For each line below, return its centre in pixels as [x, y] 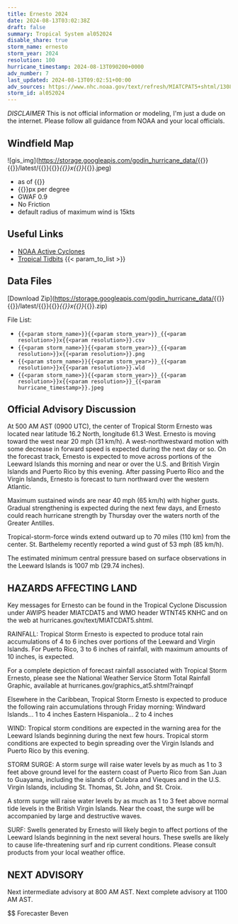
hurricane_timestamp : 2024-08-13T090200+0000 [75, 67]
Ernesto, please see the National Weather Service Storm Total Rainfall [109, 678]
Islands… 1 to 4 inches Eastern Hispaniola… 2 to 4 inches [90, 714]
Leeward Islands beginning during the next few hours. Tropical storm [108, 736]
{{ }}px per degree [44, 189]
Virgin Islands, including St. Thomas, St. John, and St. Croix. [95, 787]
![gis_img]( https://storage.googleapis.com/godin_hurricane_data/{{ [105, 160]
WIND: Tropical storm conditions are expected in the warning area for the [114, 728]
